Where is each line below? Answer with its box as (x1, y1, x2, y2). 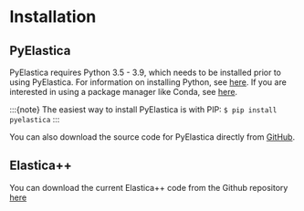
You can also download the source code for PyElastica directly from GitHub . (9, 132, 295, 142)
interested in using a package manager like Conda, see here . (9, 87, 238, 97)
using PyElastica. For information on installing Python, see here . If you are (9, 77, 288, 88)
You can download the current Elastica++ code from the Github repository (9, 182, 288, 193)
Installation (9, 6, 97, 27)
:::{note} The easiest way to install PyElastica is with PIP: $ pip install (9, 104, 278, 115)
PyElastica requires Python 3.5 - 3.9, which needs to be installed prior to (9, 67, 281, 78)
